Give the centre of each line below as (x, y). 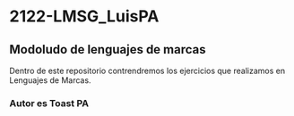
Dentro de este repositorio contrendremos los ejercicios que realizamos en (147, 70)
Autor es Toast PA (49, 103)
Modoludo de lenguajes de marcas (108, 50)
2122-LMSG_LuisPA (84, 17)
